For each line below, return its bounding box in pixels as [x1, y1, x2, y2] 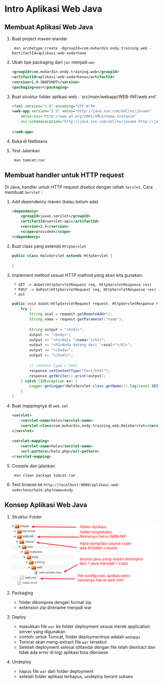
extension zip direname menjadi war [19, 604, 92, 610]
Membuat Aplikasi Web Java [4, 23, 93, 31]
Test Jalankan [11, 147, 40, 153]
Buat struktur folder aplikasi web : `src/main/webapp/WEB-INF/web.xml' [11, 94, 157, 100]
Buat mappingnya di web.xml [11, 403, 69, 409]
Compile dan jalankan [11, 463, 56, 469]
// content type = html [29, 363, 78, 368]
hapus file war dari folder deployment [19, 668, 94, 674]
